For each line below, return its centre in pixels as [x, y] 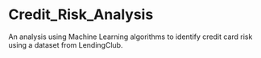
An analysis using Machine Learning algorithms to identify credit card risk [130, 37]
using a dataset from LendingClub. [66, 44]
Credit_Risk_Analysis [81, 15]
